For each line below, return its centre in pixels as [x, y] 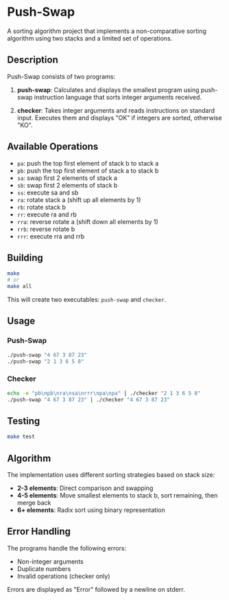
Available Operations [53, 147]
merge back [34, 502]
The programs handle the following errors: [67, 548]
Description [33, 60]
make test [21, 437]
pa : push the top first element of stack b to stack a [88, 163]
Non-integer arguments [50, 562]
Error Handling [39, 532]
